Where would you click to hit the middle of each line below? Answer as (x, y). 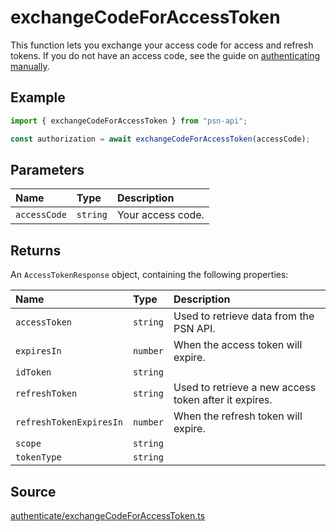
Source (33, 491)
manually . (30, 66)
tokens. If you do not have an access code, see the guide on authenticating (165, 55)
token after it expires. (223, 400)
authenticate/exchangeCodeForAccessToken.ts (108, 515)
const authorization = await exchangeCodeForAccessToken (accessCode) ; (160, 139)
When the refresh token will (238, 416)
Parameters (47, 169)
